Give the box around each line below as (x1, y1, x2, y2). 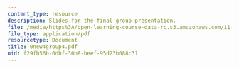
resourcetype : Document (7, 37, 78, 44)
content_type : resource (7, 10, 78, 18)
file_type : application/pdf (7, 30, 91, 38)
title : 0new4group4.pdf (7, 43, 78, 50)
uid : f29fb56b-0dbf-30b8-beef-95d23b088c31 (7, 50, 139, 57)
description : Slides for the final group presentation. (7, 17, 176, 24)
